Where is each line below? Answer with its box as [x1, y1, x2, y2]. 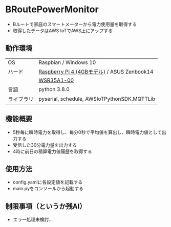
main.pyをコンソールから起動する [12, 186, 83, 192]
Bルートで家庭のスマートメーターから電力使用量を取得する [12, 21, 137, 27]
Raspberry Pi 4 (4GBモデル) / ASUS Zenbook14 [38, 68, 154, 75]
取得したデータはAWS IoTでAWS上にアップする [12, 27, 113, 34]
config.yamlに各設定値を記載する [12, 179, 83, 185]
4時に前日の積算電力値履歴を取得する [12, 148, 92, 154]
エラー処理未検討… [12, 216, 53, 223]
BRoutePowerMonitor [5, 4, 99, 15]
